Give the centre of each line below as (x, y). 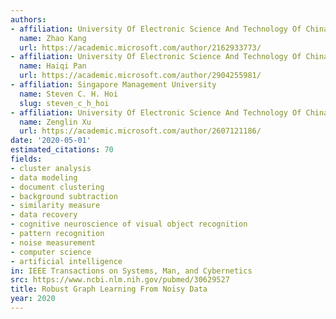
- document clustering (57, 187)
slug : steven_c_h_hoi (64, 103)
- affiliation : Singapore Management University (113, 85)
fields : (26, 159)
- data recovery (44, 215)
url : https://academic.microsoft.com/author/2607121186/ (140, 131)
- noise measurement (53, 242)
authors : (28, 19)
